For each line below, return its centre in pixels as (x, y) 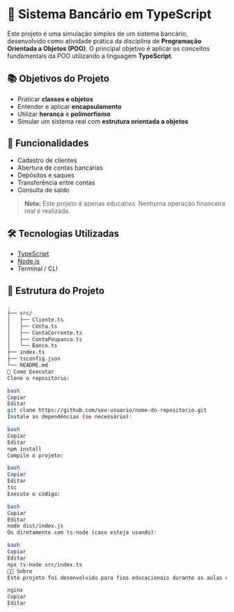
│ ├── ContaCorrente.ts (45, 333)
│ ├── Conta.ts (32, 326)
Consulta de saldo (43, 190)
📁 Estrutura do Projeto (56, 290)
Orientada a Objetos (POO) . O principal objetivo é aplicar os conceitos (109, 48)
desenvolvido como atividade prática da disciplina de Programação (104, 41)
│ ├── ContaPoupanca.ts (45, 339)
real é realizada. (47, 211)
